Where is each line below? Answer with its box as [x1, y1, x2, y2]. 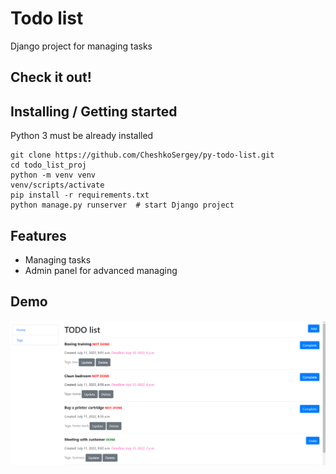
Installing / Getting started [10, 103, 178, 120]
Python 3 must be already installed [10, 130, 154, 142]
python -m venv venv [10, 170, 97, 181]
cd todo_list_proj [10, 160, 87, 171]
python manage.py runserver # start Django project [10, 200, 235, 211]
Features [10, 227, 67, 244]
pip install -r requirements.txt [10, 190, 150, 201]
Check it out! [10, 69, 92, 86]
